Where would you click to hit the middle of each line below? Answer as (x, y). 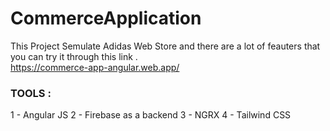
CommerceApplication (106, 18)
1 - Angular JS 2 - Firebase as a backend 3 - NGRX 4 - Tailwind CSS (151, 115)
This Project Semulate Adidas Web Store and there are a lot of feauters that (165, 46)
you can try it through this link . (74, 56)
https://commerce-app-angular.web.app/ (95, 67)
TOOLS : (31, 93)
